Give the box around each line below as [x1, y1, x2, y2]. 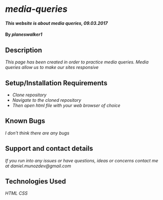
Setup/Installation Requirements [5, 78, 108, 87]
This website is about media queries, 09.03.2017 [5, 20, 108, 26]
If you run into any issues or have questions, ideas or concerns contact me [5, 157, 159, 163]
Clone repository [12, 92, 47, 98]
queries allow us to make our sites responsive [5, 65, 99, 70]
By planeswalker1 [5, 31, 43, 38]
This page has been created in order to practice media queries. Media [5, 59, 149, 65]
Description [5, 46, 42, 54]
